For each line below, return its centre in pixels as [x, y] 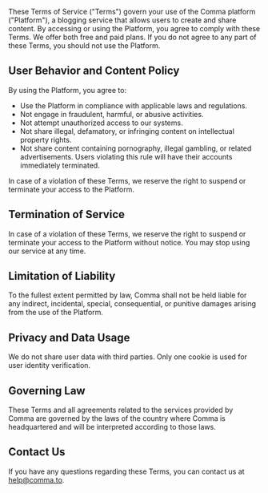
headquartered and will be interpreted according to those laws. [112, 427]
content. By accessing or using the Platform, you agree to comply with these [134, 28]
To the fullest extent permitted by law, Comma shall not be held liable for [128, 295]
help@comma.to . [36, 479]
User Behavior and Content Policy [94, 71]
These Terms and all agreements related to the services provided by [121, 410]
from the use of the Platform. [56, 313]
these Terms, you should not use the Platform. [84, 46]
